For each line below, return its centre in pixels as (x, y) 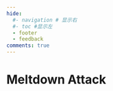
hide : (14, 13)
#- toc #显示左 (33, 26)
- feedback (28, 39)
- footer (25, 33)
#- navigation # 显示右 (45, 20)
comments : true (28, 45)
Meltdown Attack (56, 80)
